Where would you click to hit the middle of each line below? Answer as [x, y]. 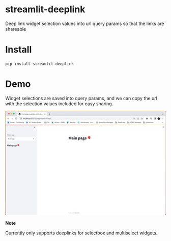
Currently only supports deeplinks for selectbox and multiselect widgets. [81, 233]
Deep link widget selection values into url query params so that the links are [85, 23]
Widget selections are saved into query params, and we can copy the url [81, 98]
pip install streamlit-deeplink [39, 64]
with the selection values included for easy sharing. [59, 104]
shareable [16, 29]
